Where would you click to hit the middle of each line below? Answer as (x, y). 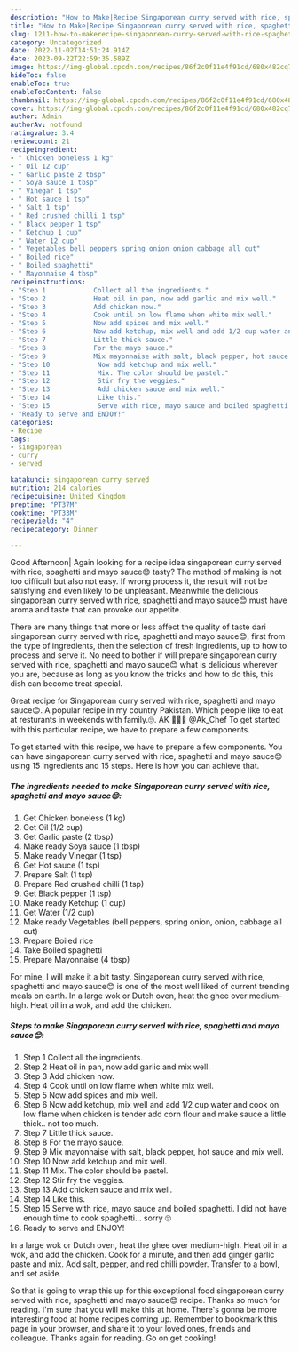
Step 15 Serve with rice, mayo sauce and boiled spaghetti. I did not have (154, 1208)
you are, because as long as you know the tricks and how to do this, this (142, 674)
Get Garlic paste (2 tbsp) (68, 836)
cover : (22, 108)
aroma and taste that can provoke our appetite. (96, 609)
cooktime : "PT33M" (44, 513)
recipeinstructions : (48, 282)
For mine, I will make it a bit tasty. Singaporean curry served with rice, (138, 976)
